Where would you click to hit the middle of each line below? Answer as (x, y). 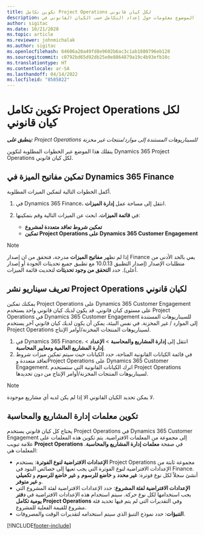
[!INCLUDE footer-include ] (39, 525)
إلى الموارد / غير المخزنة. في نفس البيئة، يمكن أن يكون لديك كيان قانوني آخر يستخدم (102, 323)
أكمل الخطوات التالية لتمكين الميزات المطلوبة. (59, 192)
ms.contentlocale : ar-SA (38, 68)
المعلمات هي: (22, 450)
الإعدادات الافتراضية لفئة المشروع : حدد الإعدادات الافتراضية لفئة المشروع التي (103, 488)
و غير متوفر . (29, 481)
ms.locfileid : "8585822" (38, 80)
